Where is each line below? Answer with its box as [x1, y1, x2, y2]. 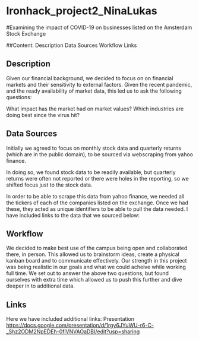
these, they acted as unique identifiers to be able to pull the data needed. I [6, 205, 188, 212]
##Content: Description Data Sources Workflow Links [6, 42, 137, 49]
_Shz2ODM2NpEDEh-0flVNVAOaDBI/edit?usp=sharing [6, 328, 140, 335]
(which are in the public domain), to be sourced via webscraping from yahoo [6, 150, 194, 158]
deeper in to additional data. [6, 282, 75, 289]
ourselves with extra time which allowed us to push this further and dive [6, 276, 182, 283]
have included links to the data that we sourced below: [6, 211, 140, 219]
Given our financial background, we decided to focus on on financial [6, 74, 173, 81]
